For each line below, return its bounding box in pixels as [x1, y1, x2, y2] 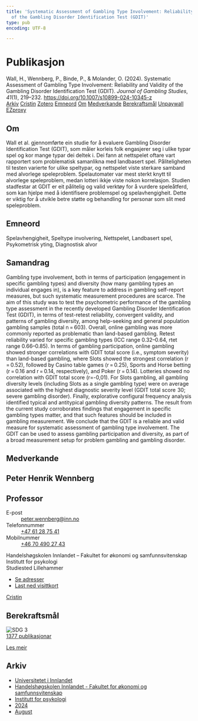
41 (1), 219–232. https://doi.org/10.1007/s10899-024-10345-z [6, 94, 152, 101]
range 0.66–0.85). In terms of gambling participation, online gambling [6, 343, 175, 350]
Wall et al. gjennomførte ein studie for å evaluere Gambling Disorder [6, 139, 171, 146]
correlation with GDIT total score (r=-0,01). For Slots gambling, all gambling [6, 374, 189, 381]
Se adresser [14, 576, 44, 583]
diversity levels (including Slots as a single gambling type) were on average [6, 380, 189, 387]
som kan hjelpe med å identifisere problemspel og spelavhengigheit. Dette [6, 189, 187, 196]
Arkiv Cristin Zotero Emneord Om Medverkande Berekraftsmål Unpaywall [6, 100, 184, 107]
